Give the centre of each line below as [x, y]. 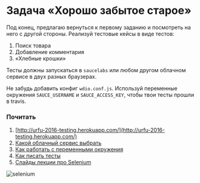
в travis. [16, 101]
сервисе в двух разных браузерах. [52, 76]
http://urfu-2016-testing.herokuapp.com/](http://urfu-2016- [91, 130]
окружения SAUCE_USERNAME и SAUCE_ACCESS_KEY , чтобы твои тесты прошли [100, 95]
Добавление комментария [50, 52]
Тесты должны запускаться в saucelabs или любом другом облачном [96, 70]
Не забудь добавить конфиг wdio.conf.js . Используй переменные [92, 88]
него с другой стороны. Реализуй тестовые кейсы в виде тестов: [90, 33]
